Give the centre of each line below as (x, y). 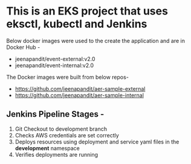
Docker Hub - (23, 47)
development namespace (47, 148)
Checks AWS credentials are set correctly (67, 135)
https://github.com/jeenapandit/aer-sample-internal (79, 95)
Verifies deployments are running (57, 154)
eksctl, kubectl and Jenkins (77, 24)
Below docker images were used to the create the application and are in (96, 41)
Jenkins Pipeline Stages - (55, 114)
